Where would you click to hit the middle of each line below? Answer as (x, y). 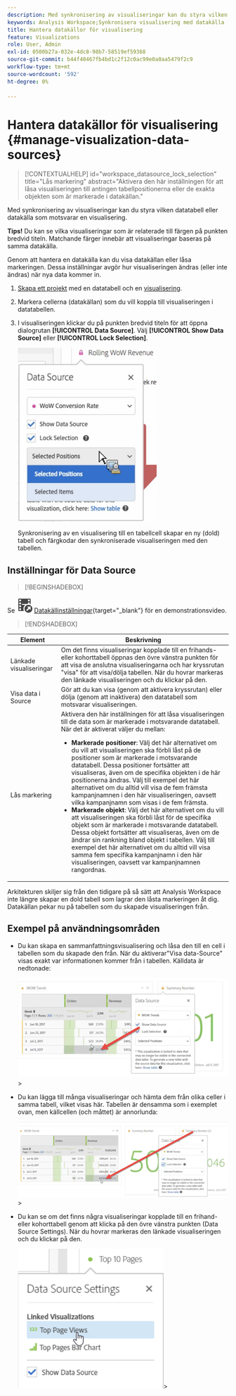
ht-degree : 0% (28, 82)
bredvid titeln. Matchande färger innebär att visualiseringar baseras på (110, 238)
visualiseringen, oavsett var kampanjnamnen (136, 862)
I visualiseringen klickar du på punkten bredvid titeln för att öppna (113, 323)
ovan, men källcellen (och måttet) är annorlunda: (87, 1112)
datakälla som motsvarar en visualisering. (67, 217)
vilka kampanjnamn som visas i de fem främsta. (140, 802)
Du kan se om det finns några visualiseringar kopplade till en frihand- (117, 1216)
